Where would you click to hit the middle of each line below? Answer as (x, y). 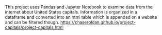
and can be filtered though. (32, 22)
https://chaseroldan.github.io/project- (98, 22)
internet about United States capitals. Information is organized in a (71, 12)
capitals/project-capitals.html (34, 27)
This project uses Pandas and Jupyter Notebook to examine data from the (79, 7)
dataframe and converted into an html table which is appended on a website (81, 17)
